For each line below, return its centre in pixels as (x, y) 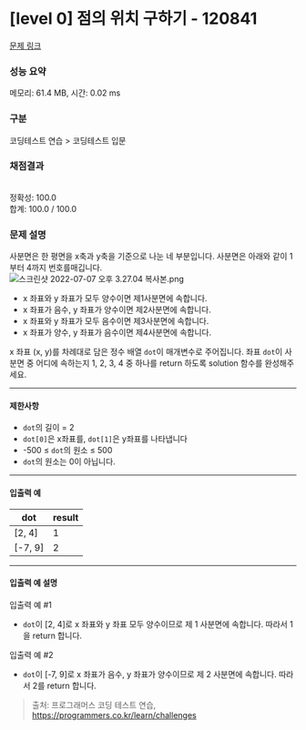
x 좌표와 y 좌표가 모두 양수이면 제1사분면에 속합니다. (115, 299)
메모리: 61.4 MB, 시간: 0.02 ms (65, 93)
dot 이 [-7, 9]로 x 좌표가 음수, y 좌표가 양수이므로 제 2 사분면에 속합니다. (149, 674)
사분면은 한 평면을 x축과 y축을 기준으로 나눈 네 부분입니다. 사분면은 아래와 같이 (148, 257)
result (66, 517)
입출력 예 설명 (33, 583)
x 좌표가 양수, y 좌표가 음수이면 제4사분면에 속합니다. (117, 332)
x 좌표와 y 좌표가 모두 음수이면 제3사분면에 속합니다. (116, 321)
